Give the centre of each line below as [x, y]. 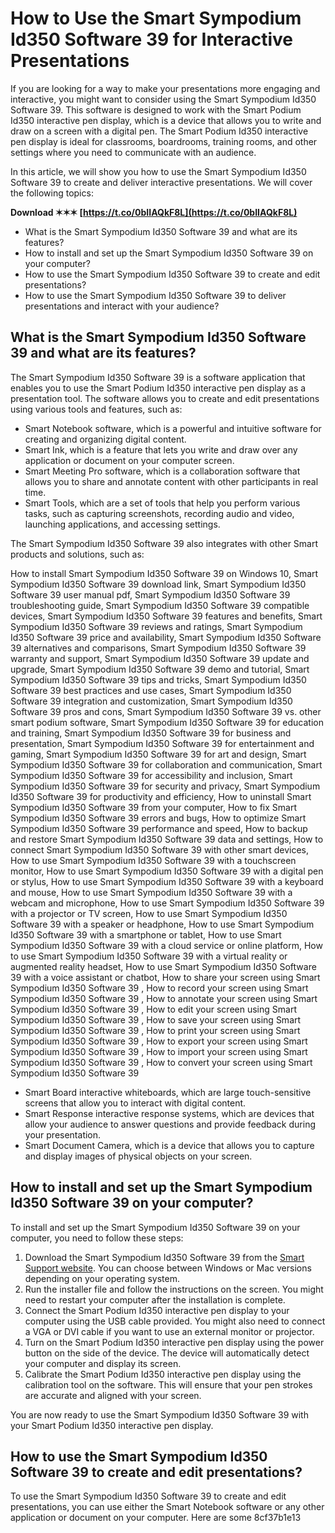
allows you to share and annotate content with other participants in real [171, 481]
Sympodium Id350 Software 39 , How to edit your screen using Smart [153, 1009]
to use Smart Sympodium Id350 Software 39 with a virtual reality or [149, 956]
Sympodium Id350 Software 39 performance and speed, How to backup [159, 828]
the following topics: [52, 193]
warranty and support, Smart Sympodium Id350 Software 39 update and [160, 658]
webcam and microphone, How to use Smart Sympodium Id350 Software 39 [167, 903]
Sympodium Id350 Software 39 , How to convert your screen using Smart [161, 1062]
